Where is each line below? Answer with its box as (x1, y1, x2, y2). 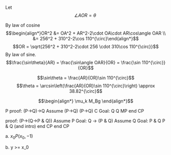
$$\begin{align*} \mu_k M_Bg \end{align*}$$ (38, 98, 134, 104)
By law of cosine (5, 22, 40, 28)
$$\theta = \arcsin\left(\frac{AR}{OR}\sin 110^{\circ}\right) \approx (16, 83, 155, 89)
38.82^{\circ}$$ (69, 88, 103, 94)
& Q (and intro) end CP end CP (5, 123, 70, 129)
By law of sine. (5, 51, 37, 58)
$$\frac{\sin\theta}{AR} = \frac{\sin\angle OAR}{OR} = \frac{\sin (6, 60, 141, 65)
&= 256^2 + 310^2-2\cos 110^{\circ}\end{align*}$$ (32, 36, 139, 41)
